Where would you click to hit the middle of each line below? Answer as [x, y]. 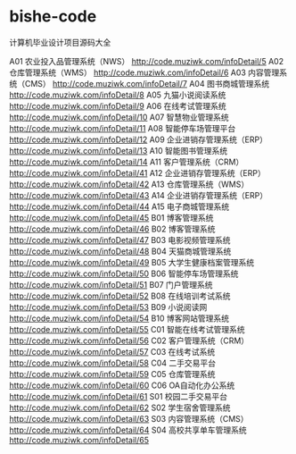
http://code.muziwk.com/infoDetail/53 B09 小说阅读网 [108, 307]
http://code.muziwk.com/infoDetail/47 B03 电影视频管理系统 [120, 240]
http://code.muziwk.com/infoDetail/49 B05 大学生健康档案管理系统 [132, 262]
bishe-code [53, 17]
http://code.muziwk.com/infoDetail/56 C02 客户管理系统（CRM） [129, 340]
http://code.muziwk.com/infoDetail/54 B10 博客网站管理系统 [119, 318]
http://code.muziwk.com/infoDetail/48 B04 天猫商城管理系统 [120, 251]
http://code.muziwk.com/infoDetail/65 [79, 440]
